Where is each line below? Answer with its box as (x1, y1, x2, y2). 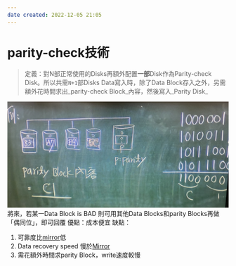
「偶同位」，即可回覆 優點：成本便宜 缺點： (7, 218, 131, 227)
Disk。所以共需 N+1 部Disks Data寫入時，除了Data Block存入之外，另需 (24, 78, 226, 87)
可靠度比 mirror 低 (17, 233, 67, 241)
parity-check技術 (7, 44, 110, 61)
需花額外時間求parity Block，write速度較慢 (17, 251, 141, 259)
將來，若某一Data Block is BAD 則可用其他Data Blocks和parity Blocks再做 (7, 209, 220, 217)
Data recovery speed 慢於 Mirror (17, 241, 110, 250)
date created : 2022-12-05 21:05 (7, 11, 102, 18)
